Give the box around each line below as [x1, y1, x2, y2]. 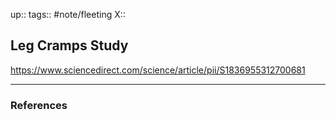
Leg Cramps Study [10, 37, 129, 54]
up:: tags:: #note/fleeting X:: [10, 9, 126, 20]
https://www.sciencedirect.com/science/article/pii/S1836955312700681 [10, 64, 306, 76]
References [10, 98, 68, 112]
